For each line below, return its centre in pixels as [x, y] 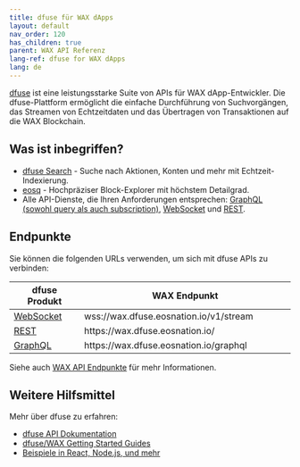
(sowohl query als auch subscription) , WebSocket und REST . [133, 208]
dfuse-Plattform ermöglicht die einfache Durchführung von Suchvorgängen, [149, 102]
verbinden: [29, 268]
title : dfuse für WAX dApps [62, 17]
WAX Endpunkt [185, 296]
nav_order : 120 [37, 34]
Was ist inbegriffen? [67, 150]
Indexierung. [45, 180]
